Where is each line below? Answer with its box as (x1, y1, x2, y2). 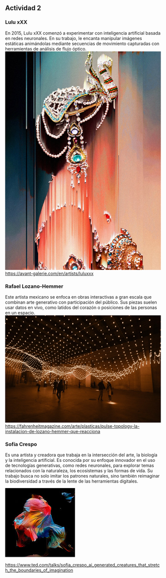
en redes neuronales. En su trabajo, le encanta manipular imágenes (5, 35, 142, 41)
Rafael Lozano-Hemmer (5, 283, 63, 290)
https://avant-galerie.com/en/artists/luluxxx (5, 270, 94, 276)
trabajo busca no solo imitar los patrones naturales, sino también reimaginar (5, 473, 160, 479)
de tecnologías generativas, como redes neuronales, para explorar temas (5, 462, 154, 469)
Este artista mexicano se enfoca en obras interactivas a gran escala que (5, 294, 152, 300)
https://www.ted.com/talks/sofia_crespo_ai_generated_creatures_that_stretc (5, 562, 160, 568)
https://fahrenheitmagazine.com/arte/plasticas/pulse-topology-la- (5, 423, 140, 429)
